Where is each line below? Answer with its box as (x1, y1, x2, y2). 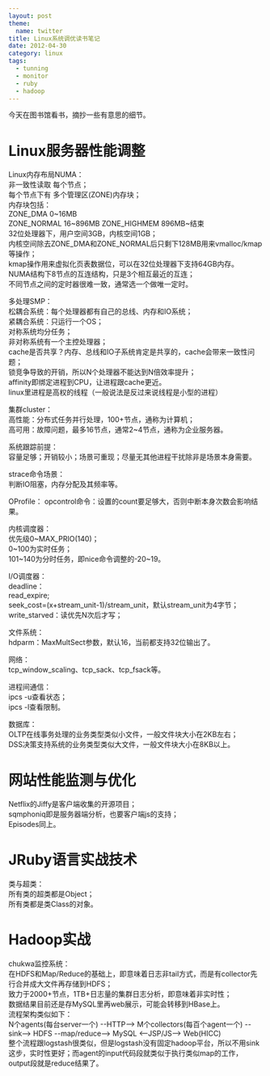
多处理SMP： (8, 297, 53, 306)
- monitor (15, 72, 49, 80)
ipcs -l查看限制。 (8, 703, 65, 712)
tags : (8, 57, 27, 65)
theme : (8, 19, 31, 27)
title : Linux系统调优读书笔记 (8, 34, 101, 43)
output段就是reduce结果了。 (8, 1058, 103, 1068)
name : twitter (15, 27, 63, 35)
